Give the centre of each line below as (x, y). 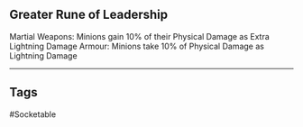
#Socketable (33, 114)
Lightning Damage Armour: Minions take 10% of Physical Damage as (137, 46)
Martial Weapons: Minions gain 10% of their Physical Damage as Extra (140, 36)
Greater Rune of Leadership (89, 15)
